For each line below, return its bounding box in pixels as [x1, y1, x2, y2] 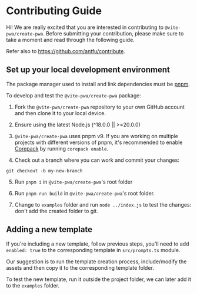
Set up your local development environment [6, 65, 171, 75]
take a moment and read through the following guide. [6, 36, 135, 43]
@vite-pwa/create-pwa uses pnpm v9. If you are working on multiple [14, 132, 178, 139]
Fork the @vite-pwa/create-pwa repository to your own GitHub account [14, 103, 185, 110]
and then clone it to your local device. [14, 109, 106, 116]
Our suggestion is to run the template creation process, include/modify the [6, 258, 187, 265]
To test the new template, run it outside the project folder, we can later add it [6, 276, 192, 283]
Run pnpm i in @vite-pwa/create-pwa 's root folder [14, 178, 133, 185]
